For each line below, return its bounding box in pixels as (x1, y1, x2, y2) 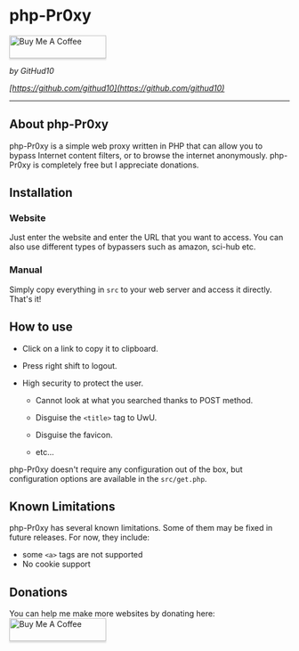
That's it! (9, 293, 42, 304)
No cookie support (21, 558, 91, 570)
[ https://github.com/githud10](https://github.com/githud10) (9, 82, 225, 94)
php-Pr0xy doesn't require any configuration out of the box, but (9, 464, 243, 475)
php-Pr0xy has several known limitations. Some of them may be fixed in (9, 523, 273, 533)
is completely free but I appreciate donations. (32, 159, 199, 170)
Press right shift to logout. (21, 360, 117, 370)
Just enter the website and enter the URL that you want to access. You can (9, 232, 284, 243)
